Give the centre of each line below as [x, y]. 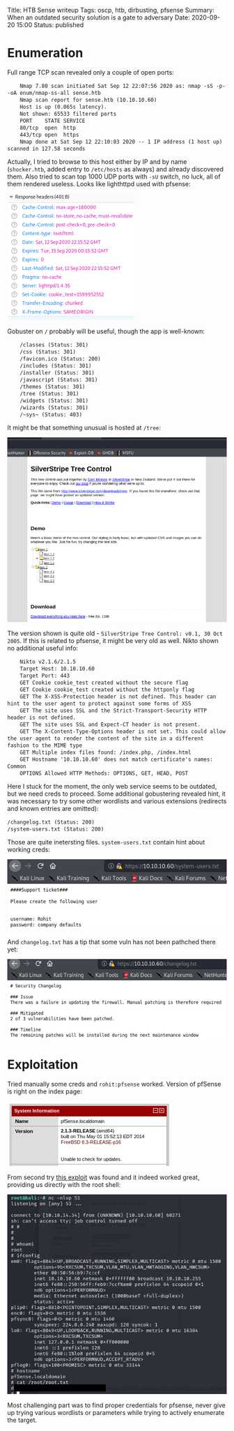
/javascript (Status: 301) [59, 379]
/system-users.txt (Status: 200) [56, 829]
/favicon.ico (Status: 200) [60, 358]
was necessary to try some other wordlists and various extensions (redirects [117, 801]
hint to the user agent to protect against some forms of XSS [99, 704]
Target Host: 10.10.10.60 [57, 669]
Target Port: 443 [45, 676]
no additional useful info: [43, 648]
